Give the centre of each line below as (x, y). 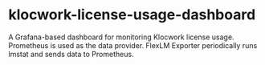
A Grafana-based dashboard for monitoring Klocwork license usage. (121, 37)
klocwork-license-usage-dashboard (132, 15)
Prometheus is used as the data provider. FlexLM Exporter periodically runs (133, 45)
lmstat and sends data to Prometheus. (71, 54)
